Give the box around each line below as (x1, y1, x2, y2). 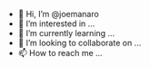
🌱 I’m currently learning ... (17, 28, 115, 38)
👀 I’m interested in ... (17, 18, 95, 29)
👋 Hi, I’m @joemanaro (17, 9, 100, 19)
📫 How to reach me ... (17, 48, 103, 58)
